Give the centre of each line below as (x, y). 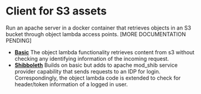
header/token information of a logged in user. (71, 84)
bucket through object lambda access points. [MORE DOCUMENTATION (96, 34)
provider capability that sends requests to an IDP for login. (87, 71)
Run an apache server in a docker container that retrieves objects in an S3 (99, 28)
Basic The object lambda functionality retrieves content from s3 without (104, 52)
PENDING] (19, 40)
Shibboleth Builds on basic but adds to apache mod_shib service (96, 65)
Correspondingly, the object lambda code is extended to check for (97, 78)
